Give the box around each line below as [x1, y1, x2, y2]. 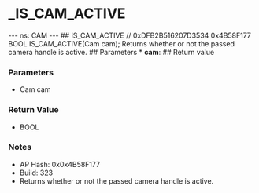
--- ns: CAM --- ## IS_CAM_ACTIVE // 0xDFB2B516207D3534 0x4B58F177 [8, 31, 252, 40]
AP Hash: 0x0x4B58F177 [19, 159, 101, 169]
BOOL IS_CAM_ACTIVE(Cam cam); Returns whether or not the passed [8, 38, 235, 48]
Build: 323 [19, 168, 54, 177]
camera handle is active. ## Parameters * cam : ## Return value [8, 47, 215, 56]
